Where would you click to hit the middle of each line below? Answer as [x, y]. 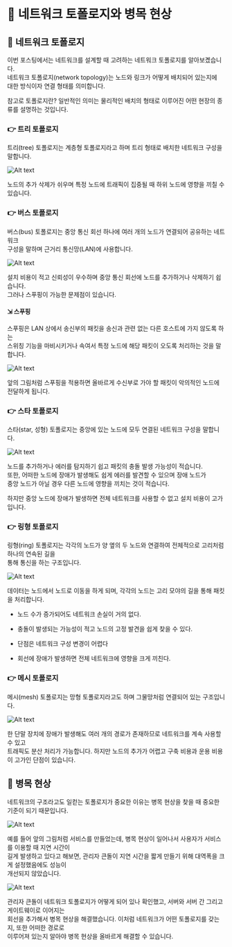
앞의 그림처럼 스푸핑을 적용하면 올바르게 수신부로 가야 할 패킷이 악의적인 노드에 [114, 382]
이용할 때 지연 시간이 [42, 847]
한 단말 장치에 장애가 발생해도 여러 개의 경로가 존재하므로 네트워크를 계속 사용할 [114, 733]
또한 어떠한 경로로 [40, 928]
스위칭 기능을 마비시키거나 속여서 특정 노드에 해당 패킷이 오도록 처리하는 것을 [111, 345]
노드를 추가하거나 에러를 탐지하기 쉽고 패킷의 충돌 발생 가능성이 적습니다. [105, 466]
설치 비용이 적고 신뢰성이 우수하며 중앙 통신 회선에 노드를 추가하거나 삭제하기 [111, 277]
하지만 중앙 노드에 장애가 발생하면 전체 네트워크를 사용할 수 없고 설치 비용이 [109, 498]
